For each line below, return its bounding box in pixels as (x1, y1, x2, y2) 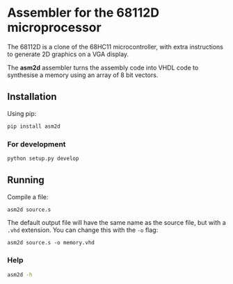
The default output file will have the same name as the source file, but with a (7, 219, 226, 227)
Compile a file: (7, 192, 49, 201)
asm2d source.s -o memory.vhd (7, 240, 95, 247)
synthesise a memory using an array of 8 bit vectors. (7, 71, 159, 79)
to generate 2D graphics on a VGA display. (7, 50, 129, 58)
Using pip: (7, 109, 37, 117)
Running (7, 174, 45, 186)
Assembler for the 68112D (7, 5, 160, 21)
